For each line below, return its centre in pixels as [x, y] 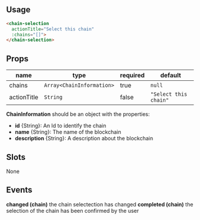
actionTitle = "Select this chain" [53, 29]
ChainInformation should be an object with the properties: [78, 114]
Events [19, 190]
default [171, 76]
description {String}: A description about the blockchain [84, 139]
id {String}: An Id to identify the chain [60, 126]
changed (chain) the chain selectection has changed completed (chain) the [100, 204]
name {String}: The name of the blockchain [68, 132]
